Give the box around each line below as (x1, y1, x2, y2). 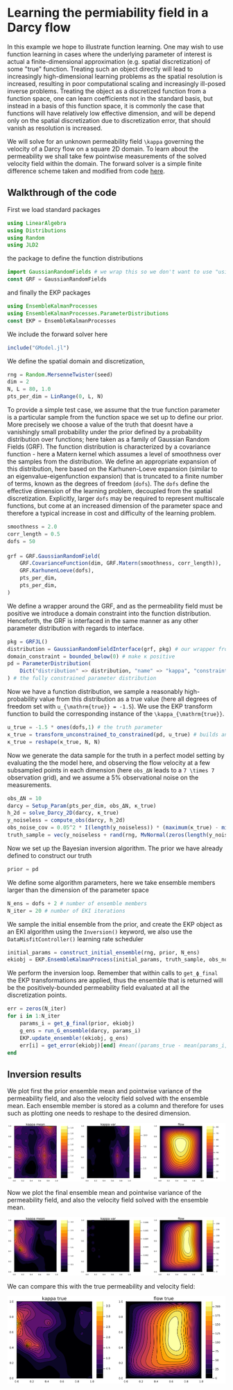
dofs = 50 (7, 538, 36, 545)
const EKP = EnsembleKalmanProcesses (7, 317, 116, 324)
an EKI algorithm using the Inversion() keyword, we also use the (7, 927, 193, 936)
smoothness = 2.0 (7, 523, 58, 530)
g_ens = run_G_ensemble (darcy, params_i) (19, 1027, 141, 1034)
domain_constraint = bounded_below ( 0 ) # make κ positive (7, 653, 175, 660)
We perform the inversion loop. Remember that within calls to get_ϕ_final (7, 969, 218, 977)
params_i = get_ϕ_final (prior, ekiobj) (19, 1020, 135, 1027)
